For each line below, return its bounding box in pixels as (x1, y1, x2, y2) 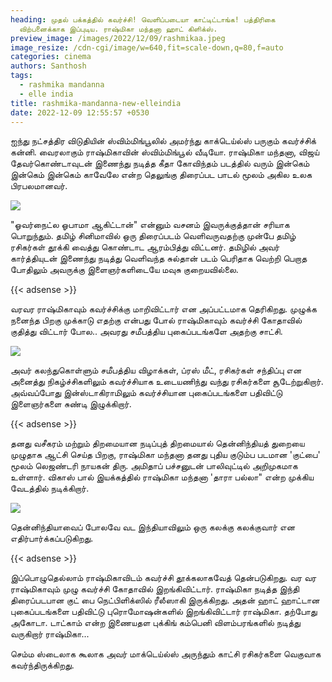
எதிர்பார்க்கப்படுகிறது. (10, 532, 94, 545)
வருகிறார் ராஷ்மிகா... (10, 628, 90, 640)
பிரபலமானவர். (10, 180, 68, 192)
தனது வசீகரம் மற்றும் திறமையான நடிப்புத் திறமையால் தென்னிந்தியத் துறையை (10, 437, 305, 450)
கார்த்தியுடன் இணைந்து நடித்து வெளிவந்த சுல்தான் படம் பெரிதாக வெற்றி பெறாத (10, 252, 308, 265)
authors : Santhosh (10, 61, 87, 71)
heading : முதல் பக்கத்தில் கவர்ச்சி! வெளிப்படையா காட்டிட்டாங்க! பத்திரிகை (10, 14, 276, 25)
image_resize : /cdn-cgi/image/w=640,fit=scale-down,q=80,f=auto (10, 42, 284, 53)
